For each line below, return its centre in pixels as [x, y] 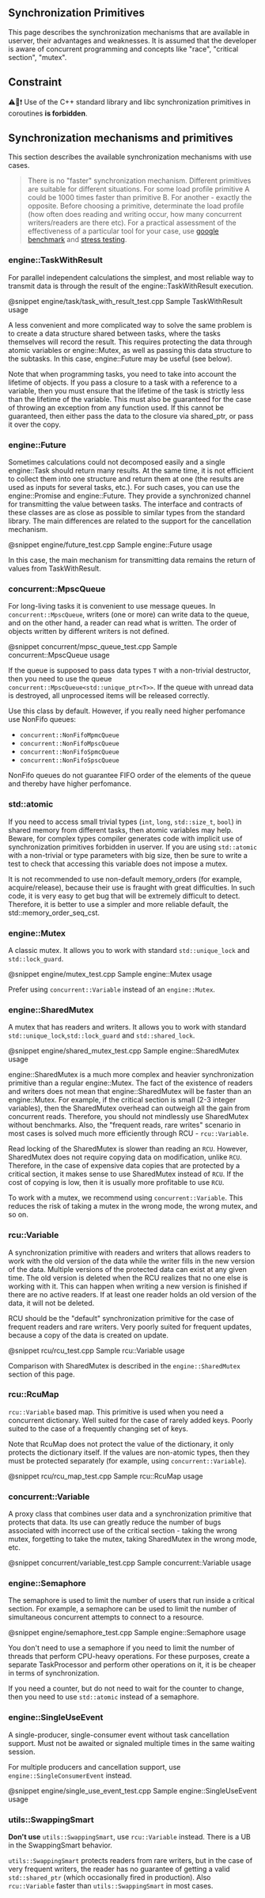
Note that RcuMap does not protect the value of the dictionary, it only [121, 1444]
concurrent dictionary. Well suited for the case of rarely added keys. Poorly [131, 1420]
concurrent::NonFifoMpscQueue [70, 744]
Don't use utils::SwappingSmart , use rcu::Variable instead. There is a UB [130, 1837]
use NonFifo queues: [42, 719]
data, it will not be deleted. [51, 1303]
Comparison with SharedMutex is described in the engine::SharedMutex [125, 1365]
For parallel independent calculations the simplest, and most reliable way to [131, 277]
